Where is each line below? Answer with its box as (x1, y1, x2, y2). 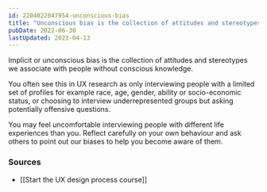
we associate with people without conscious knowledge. (8, 64, 193, 74)
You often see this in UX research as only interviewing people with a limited (8, 79, 255, 89)
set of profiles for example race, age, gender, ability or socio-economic (8, 88, 242, 98)
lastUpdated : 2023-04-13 (8, 33, 91, 42)
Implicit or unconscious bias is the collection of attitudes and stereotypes (8, 56, 248, 65)
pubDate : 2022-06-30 (8, 26, 77, 34)
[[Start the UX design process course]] (19, 175, 148, 184)
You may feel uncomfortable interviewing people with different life (8, 120, 225, 129)
